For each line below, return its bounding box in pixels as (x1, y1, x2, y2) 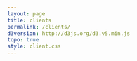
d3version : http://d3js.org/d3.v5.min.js (7, 29, 131, 37)
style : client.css (7, 43, 61, 50)
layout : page (7, 10, 46, 18)
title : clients (7, 17, 52, 24)
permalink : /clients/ (7, 23, 71, 30)
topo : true (7, 36, 39, 43)
